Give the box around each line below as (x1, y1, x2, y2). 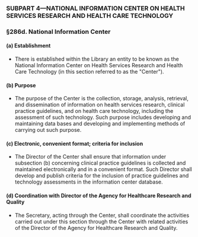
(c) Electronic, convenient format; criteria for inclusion (6, 140, 143, 147)
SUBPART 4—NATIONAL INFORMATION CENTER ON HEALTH (6, 4, 185, 12)
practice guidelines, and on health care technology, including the (14, 108, 174, 115)
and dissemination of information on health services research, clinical (14, 101, 185, 108)
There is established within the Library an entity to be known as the (14, 55, 180, 63)
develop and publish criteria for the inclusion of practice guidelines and (14, 172, 189, 179)
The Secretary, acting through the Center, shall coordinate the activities (14, 211, 190, 219)
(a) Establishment (6, 42, 51, 49)
